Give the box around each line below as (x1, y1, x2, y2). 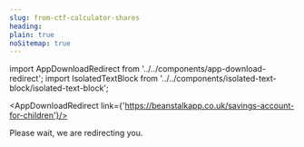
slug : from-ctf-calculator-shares (9, 13, 141, 23)
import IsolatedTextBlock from (44, 73, 159, 84)
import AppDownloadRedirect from (9, 64, 141, 74)
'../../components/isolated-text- (160, 73, 277, 84)
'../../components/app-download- (142, 64, 266, 74)
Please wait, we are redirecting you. (9, 128, 143, 139)
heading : (9, 22, 43, 31)
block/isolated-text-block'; (9, 83, 109, 93)
